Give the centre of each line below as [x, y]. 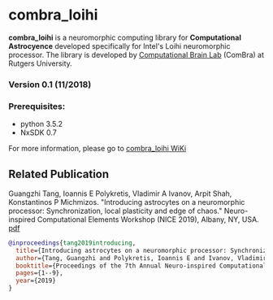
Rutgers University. [41, 63]
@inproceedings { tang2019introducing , [72, 243]
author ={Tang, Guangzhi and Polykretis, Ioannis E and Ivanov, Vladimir [141, 258]
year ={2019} [36, 281]
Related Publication [59, 174]
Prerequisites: [37, 106]
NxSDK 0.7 [38, 133]
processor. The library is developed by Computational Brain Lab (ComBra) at [136, 54]
